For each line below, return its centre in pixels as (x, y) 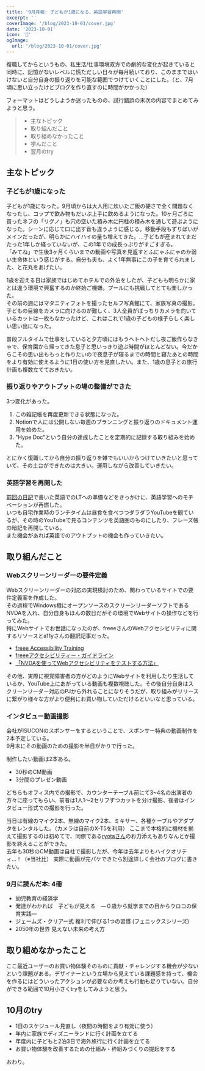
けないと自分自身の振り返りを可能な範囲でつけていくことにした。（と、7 (97, 79)
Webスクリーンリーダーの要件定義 (57, 575)
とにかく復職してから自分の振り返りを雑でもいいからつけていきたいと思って (102, 458)
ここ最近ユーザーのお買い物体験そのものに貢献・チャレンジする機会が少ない (103, 966)
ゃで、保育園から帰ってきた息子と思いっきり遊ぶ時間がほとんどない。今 (97, 347)
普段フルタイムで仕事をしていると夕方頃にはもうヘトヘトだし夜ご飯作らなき (102, 339)
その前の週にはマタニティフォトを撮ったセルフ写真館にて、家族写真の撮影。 (102, 303)
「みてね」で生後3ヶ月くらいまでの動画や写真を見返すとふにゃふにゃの (96, 252)
